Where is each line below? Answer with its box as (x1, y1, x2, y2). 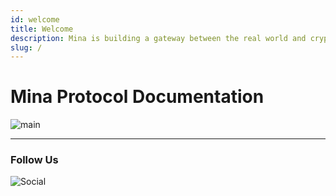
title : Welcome (10, 24, 74, 34)
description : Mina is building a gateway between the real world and (10, 33, 307, 43)
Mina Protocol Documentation (10, 86, 265, 108)
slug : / (10, 42, 43, 53)
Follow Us (10, 153, 59, 167)
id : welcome (10, 14, 60, 25)
